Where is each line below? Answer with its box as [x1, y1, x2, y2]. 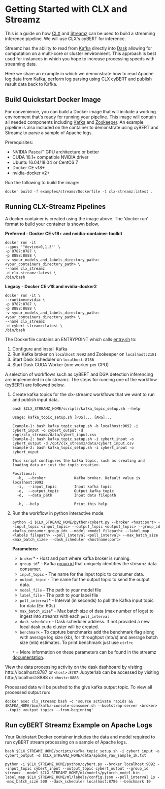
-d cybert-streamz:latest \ [5, 323, 63, 328]
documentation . [12, 654, 44, 660]
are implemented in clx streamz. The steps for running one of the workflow [5, 376, 157, 382]
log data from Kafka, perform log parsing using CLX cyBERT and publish [5, 76, 152, 82]
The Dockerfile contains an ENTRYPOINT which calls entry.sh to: [5, 336, 137, 342]
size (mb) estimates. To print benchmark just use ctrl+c [19, 640, 133, 645]
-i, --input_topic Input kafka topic [17, 484, 112, 489]
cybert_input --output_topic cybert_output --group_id [33, 766, 149, 771]
